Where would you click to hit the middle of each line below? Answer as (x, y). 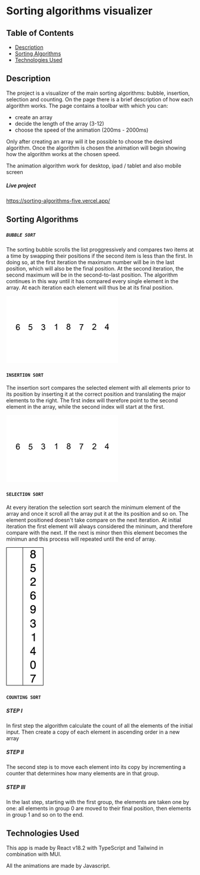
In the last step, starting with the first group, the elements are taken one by (98, 802)
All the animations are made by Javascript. (58, 865)
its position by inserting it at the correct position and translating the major (96, 394)
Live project (21, 185)
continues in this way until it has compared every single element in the (92, 281)
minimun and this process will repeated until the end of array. (81, 539)
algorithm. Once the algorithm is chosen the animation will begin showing (96, 148)
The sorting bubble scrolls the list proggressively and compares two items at (100, 250)
